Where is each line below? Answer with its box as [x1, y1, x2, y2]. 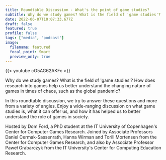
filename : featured [10, 45, 51, 50]
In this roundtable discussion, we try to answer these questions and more [5, 98, 157, 104]
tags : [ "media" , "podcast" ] [5, 36, 64, 41]
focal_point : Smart [10, 49, 51, 54]
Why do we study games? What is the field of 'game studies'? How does [5, 77, 155, 83]
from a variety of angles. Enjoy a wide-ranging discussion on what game [5, 103, 156, 109]
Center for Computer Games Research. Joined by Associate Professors [5, 129, 153, 135]
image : [5, 40, 19, 45]
